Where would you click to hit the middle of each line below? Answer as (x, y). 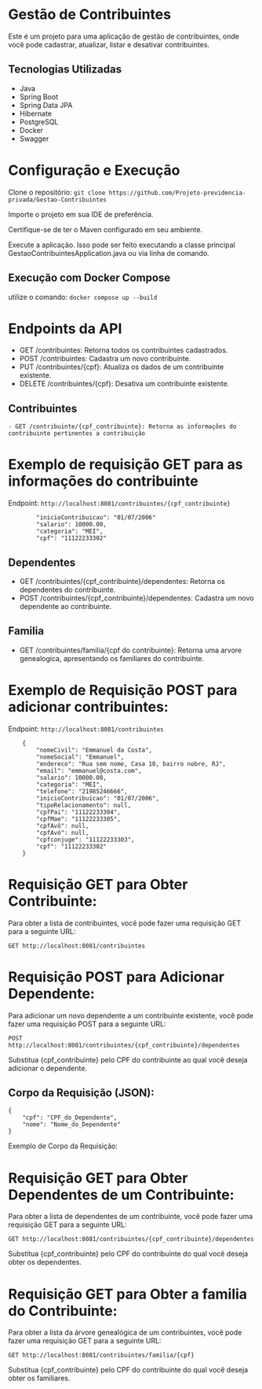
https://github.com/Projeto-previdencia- (177, 193)
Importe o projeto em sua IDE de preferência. (81, 214)
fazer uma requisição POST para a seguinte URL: (87, 1024)
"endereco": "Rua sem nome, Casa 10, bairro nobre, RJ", (131, 764)
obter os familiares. (39, 1378)
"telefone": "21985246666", (82, 791)
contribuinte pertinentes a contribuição (77, 434)
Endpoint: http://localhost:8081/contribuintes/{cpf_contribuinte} (120, 503)
